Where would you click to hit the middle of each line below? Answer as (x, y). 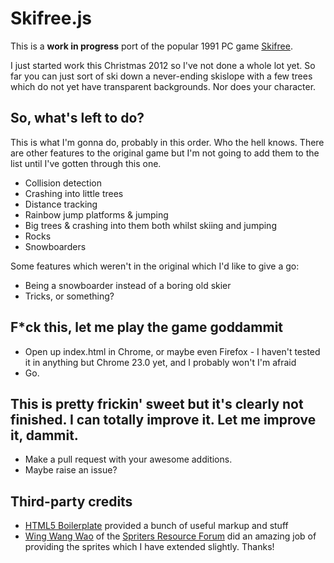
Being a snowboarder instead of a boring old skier (128, 285)
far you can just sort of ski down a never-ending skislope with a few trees (161, 76)
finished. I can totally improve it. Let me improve (163, 419)
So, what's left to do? (77, 118)
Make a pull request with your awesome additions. (128, 459)
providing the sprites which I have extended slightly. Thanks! (149, 547)
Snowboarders (55, 246)
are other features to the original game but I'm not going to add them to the (165, 153)
